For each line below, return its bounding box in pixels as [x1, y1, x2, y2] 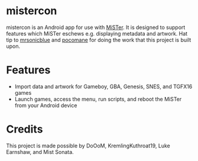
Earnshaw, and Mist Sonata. [6, 148, 74, 155]
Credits [6, 123, 43, 136]
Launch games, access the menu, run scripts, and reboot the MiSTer [14, 95, 182, 102]
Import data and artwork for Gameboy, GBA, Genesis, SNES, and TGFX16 [14, 83, 193, 90]
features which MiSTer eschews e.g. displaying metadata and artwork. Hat [6, 30, 188, 37]
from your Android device [14, 102, 77, 109]
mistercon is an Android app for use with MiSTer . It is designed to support [6, 24, 186, 31]
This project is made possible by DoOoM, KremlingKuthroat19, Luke [6, 142, 170, 149]
